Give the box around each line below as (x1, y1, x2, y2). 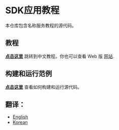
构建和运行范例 (5, 70, 52, 78)
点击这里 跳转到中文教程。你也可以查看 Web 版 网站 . (5, 53, 114, 59)
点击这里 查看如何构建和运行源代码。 (5, 84, 82, 90)
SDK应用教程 (5, 5, 60, 16)
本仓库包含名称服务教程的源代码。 (5, 22, 76, 28)
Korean (12, 119, 28, 125)
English (12, 114, 28, 120)
